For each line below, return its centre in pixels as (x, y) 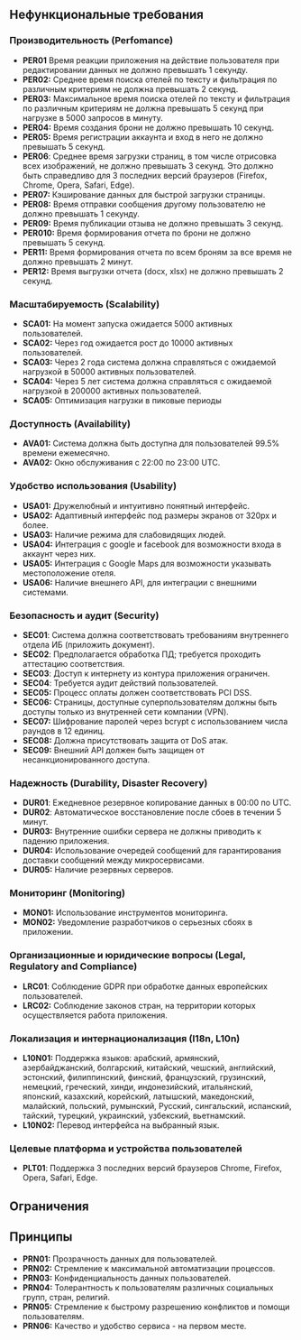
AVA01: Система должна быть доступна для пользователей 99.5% (151, 444)
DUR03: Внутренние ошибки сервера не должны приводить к (141, 832)
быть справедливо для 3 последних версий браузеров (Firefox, (145, 175)
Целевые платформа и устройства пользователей (126, 1148)
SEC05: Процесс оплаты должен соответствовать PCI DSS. (137, 692)
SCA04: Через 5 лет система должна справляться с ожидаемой (147, 381)
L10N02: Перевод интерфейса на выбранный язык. (121, 1125)
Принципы (41, 1237)
